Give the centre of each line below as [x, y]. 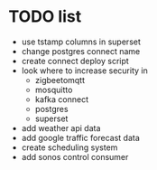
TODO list [45, 17]
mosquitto [54, 90]
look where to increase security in [84, 71]
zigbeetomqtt [60, 80]
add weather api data [61, 127]
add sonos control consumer [75, 156]
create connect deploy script [75, 61]
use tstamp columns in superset [81, 42]
